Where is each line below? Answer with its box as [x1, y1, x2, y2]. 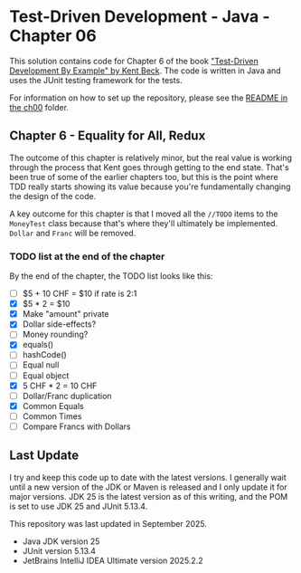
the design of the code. [9, 190, 97, 201]
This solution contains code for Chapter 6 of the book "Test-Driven [9, 55, 259, 66]
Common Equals [22, 400, 84, 411]
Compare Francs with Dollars [22, 421, 131, 432]
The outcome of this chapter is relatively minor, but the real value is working [9, 152, 292, 163]
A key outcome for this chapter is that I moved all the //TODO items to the [9, 208, 278, 219]
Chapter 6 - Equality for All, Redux [9, 129, 206, 144]
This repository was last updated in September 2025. [9, 518, 208, 529]
